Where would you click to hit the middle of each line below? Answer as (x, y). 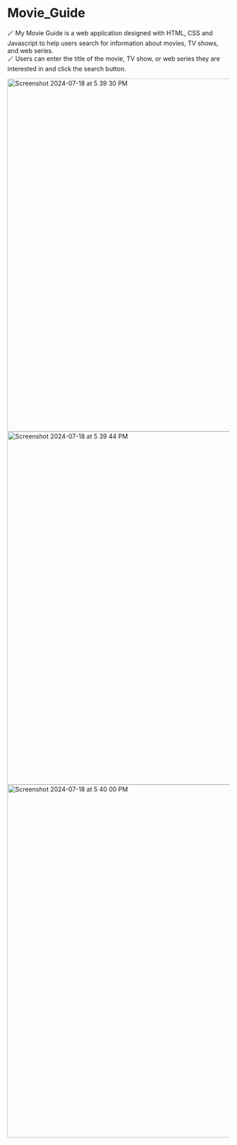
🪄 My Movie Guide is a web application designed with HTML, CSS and (110, 32)
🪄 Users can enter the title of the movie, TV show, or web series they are (114, 59)
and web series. (31, 50)
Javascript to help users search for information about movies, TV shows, (113, 43)
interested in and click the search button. (67, 68)
